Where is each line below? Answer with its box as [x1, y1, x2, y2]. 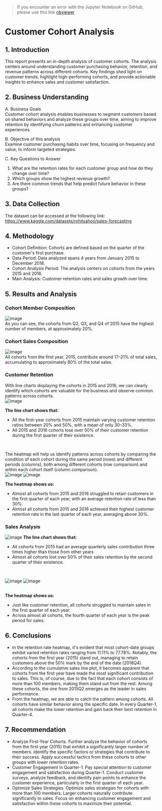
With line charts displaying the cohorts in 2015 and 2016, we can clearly [5, 382, 148, 388]
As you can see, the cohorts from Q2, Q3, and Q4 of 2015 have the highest [5, 321, 154, 327]
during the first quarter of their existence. [12, 432, 95, 438]
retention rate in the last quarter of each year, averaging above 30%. [12, 511, 149, 517]
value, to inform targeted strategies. [5, 146, 76, 152]
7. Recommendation [5, 726, 66, 734]
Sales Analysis [5, 523, 41, 530]
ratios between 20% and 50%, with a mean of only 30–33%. [12, 422, 133, 428]
